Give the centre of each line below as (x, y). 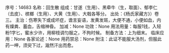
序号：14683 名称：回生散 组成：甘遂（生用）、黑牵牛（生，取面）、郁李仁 (81, 7)
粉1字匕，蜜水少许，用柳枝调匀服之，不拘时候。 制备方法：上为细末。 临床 (82, 33)
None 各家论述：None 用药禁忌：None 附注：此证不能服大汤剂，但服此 (88, 39)
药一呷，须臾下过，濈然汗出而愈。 (41, 45)
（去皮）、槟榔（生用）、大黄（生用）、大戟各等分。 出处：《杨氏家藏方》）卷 (82, 14)
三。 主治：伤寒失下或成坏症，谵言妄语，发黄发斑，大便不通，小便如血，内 (83, 20)
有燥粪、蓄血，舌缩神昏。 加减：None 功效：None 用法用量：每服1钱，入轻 (83, 26)
